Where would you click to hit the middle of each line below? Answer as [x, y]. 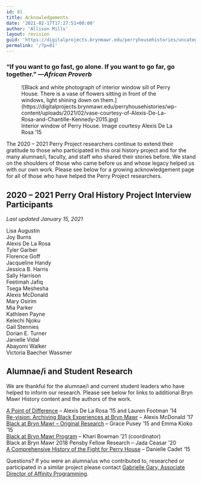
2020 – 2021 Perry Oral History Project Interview [99, 195]
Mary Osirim [22, 301]
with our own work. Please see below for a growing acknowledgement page [100, 170]
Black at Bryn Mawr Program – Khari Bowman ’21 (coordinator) [84, 436]
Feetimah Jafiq [25, 282]
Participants [29, 204]
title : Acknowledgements [37, 18]
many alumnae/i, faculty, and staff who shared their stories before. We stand [101, 157]
